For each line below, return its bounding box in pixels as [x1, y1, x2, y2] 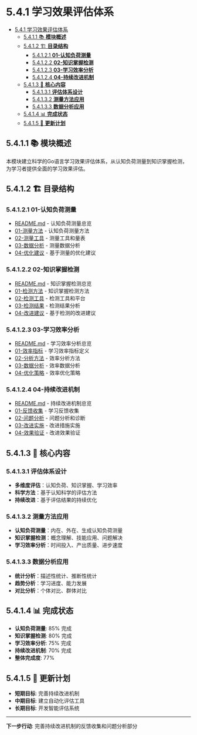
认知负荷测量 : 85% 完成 [14, 625, 72, 632]
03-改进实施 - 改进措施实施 [14, 422, 81, 429]
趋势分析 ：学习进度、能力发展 [14, 579, 87, 586]
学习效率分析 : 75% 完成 [14, 640, 72, 647]
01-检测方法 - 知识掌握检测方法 [14, 287, 90, 294]
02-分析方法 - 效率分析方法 [14, 355, 80, 362]
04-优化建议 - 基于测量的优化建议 [14, 249, 96, 256]
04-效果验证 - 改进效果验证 [14, 429, 81, 437]
